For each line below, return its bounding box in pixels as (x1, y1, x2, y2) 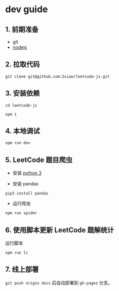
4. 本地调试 (5, 127, 40, 136)
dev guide (5, 4, 48, 15)
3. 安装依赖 (5, 89, 40, 98)
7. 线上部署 (5, 265, 39, 274)
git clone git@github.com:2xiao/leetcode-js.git (5, 74, 110, 79)
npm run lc (5, 250, 28, 255)
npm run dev (5, 141, 30, 146)
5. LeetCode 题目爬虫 (5, 155, 72, 164)
